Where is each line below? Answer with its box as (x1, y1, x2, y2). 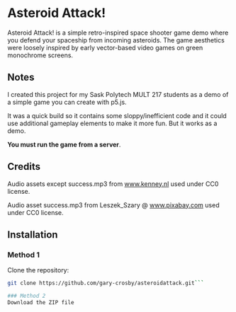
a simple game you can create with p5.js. (7, 98, 127, 106)
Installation (7, 229, 58, 241)
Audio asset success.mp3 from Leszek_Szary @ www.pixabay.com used (7, 200, 220, 209)
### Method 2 (7, 292, 46, 300)
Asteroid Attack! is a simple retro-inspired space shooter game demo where (7, 28, 229, 37)
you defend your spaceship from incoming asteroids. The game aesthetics (7, 35, 225, 44)
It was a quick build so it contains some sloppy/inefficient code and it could (7, 111, 227, 120)
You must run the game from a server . (7, 140, 121, 149)
